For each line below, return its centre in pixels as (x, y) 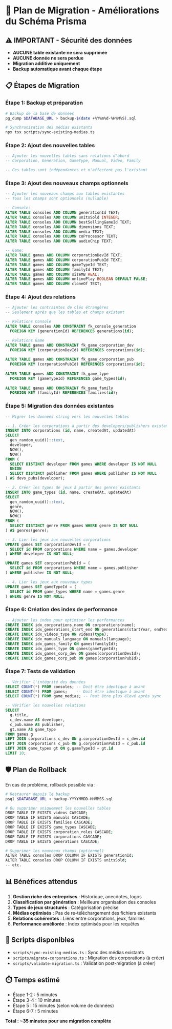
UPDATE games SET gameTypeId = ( (41, 587)
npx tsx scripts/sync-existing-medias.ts (50, 132)
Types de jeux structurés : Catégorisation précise (66, 907)
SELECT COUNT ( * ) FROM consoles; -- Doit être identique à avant (75, 687)
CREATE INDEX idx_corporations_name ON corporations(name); (71, 625)
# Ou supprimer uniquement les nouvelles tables (58, 808)
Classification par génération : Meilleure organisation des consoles (84, 902)
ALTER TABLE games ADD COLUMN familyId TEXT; (55, 269)
